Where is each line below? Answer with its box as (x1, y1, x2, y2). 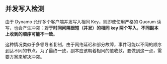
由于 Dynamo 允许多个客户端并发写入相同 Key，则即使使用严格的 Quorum (5, 19, 156, 25)
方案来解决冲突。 (9, 54, 45, 60)
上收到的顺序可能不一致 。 (5, 31, 58, 37)
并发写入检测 (5, 4, 45, 13)
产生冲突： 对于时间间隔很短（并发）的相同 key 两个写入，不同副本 (22, 25, 159, 31)
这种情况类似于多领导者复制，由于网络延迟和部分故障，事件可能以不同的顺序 (5, 41, 162, 47)
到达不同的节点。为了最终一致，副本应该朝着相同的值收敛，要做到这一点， (5, 47, 158, 53)
